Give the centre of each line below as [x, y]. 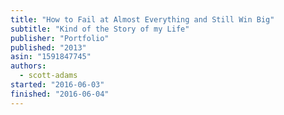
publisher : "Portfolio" [60, 38]
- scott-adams [48, 76]
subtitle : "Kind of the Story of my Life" [100, 29]
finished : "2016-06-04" [60, 94]
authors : [28, 66]
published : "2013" [48, 47]
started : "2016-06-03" [57, 85]
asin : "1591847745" [51, 57]
